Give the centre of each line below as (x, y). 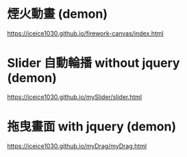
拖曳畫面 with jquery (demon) (92, 127)
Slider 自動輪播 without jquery (93, 63)
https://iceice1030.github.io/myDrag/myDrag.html (77, 146)
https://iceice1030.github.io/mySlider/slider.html (75, 97)
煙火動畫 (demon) (58, 14)
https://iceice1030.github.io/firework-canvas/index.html (85, 33)
